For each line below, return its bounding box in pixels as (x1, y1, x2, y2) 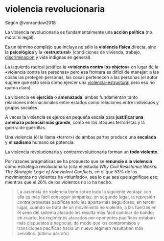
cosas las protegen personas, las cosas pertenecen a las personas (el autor (5, 74, 158, 80)
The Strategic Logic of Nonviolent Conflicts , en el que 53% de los (5, 168, 138, 175)
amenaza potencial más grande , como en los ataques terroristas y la (5, 119, 145, 125)
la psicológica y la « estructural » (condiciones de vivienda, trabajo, (5, 49, 141, 55)
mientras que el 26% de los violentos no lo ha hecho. (5, 179, 113, 185)
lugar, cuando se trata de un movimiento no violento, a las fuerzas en (17, 204, 157, 210)
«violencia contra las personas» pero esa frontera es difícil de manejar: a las (5, 69, 159, 75)
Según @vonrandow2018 (5, 20, 56, 26)
